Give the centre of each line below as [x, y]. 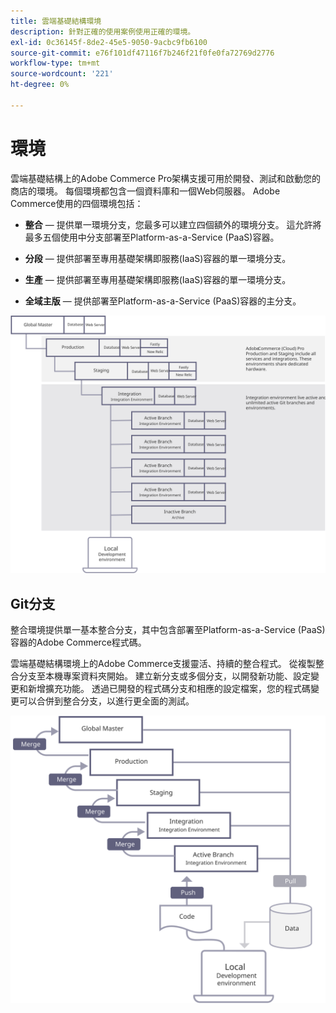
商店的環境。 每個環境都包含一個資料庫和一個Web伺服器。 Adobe [145, 191]
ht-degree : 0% [40, 85]
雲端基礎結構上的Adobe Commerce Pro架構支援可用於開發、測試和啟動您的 [166, 178]
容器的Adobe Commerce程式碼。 [78, 642]
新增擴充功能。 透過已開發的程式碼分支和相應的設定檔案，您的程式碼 [169, 688]
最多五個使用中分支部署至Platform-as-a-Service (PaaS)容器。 [152, 237]
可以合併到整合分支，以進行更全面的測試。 [106, 701]
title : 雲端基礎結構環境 [56, 21]
